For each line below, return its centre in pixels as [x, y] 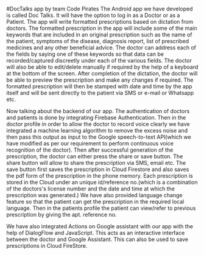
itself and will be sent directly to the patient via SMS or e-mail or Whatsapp [100, 93]
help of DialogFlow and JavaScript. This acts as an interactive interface [96, 233]
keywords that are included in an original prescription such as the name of [99, 35]
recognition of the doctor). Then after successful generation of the [90, 150]
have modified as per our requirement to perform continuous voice [90, 143]
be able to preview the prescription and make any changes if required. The [100, 80]
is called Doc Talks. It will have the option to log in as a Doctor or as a [93, 15]
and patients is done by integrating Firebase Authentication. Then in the [96, 117]
